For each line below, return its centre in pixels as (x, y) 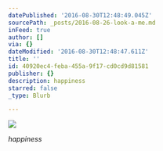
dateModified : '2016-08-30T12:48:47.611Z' (78, 52)
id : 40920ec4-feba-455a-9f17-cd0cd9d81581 (78, 67)
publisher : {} (31, 74)
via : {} (21, 45)
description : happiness (47, 81)
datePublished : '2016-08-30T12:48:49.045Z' (80, 15)
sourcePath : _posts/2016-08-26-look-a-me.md (82, 23)
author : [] (26, 37)
